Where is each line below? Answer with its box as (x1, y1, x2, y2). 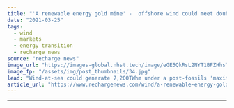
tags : (7, 23, 23, 30)
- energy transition (13, 42, 73, 49)
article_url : (7, 81, 45, 88)
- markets (13, 36, 42, 43)
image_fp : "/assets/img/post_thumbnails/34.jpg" (7, 68, 151, 75)
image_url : (7, 62, 39, 69)
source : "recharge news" (7, 55, 79, 62)
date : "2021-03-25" (7, 17, 64, 24)
